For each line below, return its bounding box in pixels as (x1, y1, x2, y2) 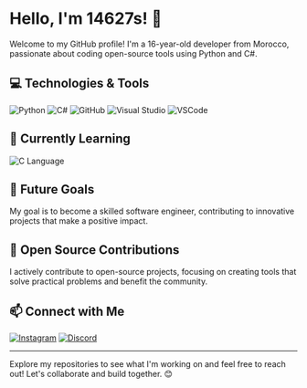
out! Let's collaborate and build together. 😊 (9, 369, 174, 379)
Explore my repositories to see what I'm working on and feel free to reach (9, 359, 286, 369)
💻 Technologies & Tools (9, 76, 150, 91)
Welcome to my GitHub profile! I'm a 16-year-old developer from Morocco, (9, 38, 290, 49)
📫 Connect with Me (9, 303, 125, 319)
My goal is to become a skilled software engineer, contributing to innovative (9, 205, 295, 217)
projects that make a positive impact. (9, 215, 149, 226)
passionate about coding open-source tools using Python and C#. (9, 47, 258, 58)
